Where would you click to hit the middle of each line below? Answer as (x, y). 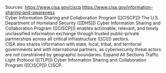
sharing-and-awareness (30, 12)
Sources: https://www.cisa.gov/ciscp (43, 7)
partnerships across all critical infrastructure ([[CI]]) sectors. (67, 39)
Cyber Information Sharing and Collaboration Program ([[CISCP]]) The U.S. (82, 18)
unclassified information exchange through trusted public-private (72, 34)
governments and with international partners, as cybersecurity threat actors (83, 49)
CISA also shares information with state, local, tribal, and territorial (73, 44)
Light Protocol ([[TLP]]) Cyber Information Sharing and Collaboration (76, 60)
